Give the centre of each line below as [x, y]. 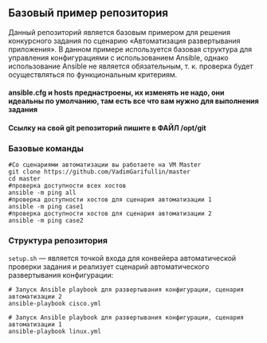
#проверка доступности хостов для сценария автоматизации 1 [110, 200]
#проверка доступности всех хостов [67, 186]
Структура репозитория [58, 240]
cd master [25, 179]
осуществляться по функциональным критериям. [93, 74]
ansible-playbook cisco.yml [55, 303]
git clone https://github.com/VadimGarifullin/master [100, 172]
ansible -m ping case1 [46, 207]
